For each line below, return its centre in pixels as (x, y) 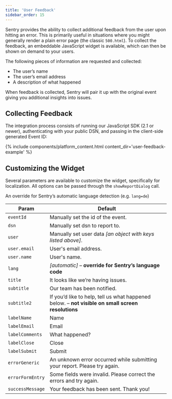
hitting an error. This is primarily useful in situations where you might (78, 35)
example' (15, 152)
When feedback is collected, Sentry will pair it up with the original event (81, 92)
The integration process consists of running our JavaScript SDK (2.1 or (80, 126)
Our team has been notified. (83, 289)
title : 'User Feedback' (31, 10)
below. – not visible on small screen (94, 303)
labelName (20, 318)
